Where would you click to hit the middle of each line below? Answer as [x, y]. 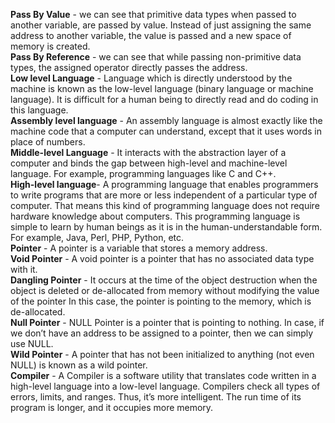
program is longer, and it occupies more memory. [112, 407]
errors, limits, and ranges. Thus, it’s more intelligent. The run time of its [156, 397]
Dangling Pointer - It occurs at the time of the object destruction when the [164, 280]
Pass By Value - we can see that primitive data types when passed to [153, 14]
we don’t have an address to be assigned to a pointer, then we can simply [162, 333]
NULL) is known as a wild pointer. [79, 365]
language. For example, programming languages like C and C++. [143, 173]
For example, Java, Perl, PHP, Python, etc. [97, 237]
